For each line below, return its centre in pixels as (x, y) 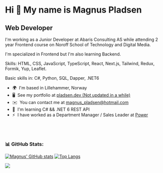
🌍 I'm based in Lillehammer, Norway (49, 88)
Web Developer (29, 28)
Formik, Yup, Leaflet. (26, 69)
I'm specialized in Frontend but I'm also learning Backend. (63, 54)
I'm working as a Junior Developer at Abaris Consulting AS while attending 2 (81, 39)
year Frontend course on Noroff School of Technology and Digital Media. (78, 45)
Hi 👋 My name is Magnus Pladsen (73, 10)
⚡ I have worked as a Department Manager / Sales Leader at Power (80, 115)
